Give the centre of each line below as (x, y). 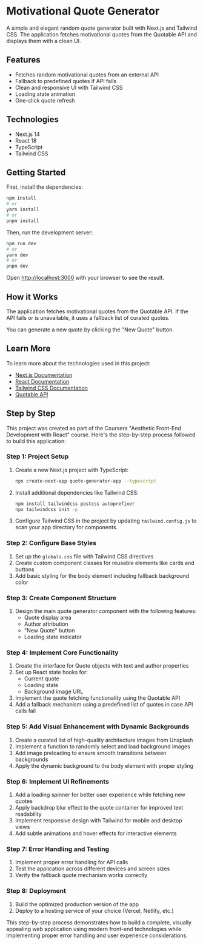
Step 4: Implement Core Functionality (62, 652)
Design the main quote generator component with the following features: (106, 611)
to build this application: (36, 441)
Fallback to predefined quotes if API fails (66, 81)
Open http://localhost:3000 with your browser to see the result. (85, 278)
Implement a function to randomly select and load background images (103, 746)
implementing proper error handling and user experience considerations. (97, 935)
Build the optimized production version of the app (77, 904)
